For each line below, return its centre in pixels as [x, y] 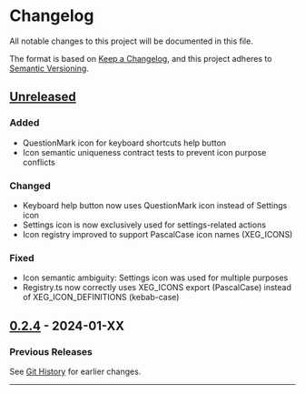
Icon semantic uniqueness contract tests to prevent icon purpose [144, 152]
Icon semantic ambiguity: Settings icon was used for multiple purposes [155, 278]
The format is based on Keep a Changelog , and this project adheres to [141, 58]
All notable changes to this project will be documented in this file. [132, 41]
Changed [30, 186]
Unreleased [43, 97]
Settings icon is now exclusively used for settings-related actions [144, 225]
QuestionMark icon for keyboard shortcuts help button [124, 143]
